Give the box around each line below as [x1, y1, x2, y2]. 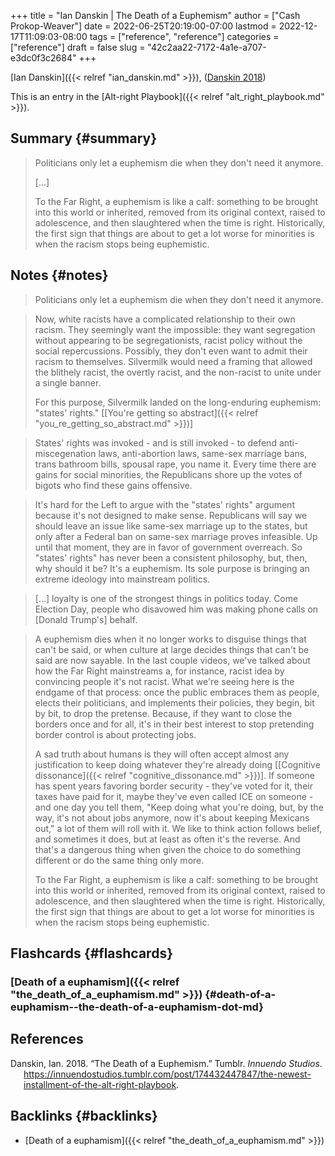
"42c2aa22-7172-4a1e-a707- [147, 41, 267, 53]
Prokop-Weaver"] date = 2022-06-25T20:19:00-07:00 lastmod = [10, 20, 277, 32]
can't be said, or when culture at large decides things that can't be [34, 643, 310, 655]
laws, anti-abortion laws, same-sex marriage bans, [98, 447, 308, 459]
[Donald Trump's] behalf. [34, 613, 138, 625]
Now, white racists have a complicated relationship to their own [34, 313, 296, 325]
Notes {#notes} [10, 267, 109, 284]
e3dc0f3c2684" [10, 52, 77, 64]
